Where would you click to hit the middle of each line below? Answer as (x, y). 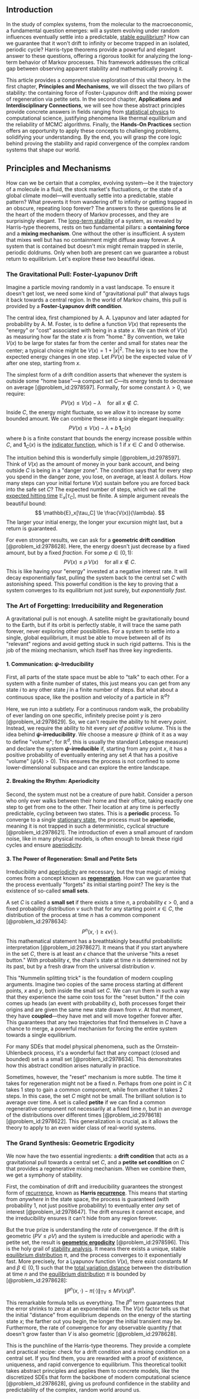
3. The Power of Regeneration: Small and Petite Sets (72, 859)
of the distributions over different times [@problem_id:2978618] (84, 1115)
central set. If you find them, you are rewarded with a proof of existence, (95, 1358)
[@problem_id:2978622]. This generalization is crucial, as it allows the (92, 1121)
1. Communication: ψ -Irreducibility (50, 664)
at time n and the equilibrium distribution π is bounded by (76, 1274)
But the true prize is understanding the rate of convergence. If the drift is (95, 1230)
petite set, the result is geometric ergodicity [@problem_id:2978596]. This (98, 1242)
